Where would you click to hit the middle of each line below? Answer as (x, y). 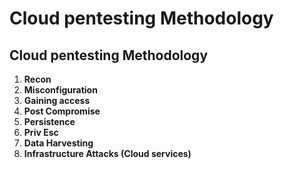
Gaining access (57, 100)
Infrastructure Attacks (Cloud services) (107, 153)
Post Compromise (62, 111)
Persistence (49, 121)
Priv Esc (41, 132)
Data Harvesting (58, 143)
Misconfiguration (60, 90)
